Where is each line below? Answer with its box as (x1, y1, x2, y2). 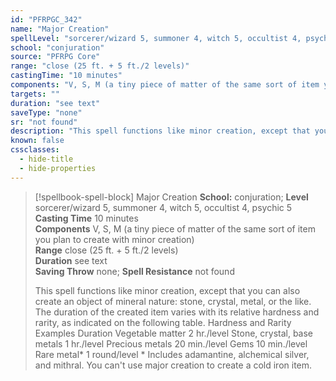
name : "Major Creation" (10, 24, 110, 34)
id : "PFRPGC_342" (10, 14, 83, 25)
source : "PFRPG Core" (10, 52, 101, 62)
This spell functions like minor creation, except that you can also (34, 284, 301, 296)
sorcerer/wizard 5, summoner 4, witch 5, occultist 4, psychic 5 (34, 201, 293, 213)
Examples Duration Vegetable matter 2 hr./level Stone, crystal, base (34, 327, 314, 339)
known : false (10, 136, 65, 146)
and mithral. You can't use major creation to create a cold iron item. (34, 359, 313, 371)
